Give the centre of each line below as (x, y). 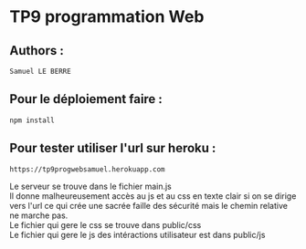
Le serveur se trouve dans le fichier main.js (90, 186)
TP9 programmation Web (107, 17)
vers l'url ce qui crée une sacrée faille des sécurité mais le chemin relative (148, 205)
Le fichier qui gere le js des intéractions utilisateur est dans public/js (137, 234)
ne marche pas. (39, 215)
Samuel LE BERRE (40, 71)
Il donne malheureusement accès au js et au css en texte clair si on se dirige (153, 196)
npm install (32, 120)
